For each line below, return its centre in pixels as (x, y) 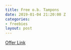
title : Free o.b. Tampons (32, 10)
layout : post (19, 28)
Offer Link (15, 42)
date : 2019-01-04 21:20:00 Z (35, 14)
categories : (17, 19)
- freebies (16, 24)
